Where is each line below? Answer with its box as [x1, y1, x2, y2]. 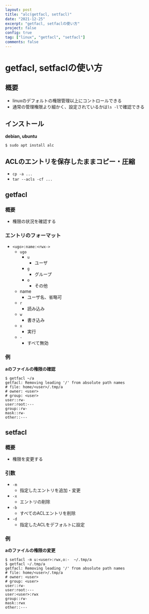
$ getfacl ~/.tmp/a [5, 562, 46, 566]
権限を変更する [12, 456, 43, 462]
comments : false [5, 40, 39, 45]
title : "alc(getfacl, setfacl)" [5, 12, 72, 17]
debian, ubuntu [5, 133, 38, 139]
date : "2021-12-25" [5, 16, 46, 21]
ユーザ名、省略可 [27, 294, 62, 300]
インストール [5, 120, 45, 128]
